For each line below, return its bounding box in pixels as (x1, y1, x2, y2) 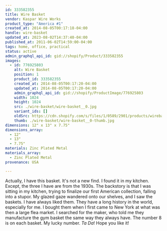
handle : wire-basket (5, 30, 48, 35)
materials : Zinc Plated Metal (5, 146, 68, 151)
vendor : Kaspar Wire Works (5, 16, 61, 21)
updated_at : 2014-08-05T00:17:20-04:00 (14, 85, 97, 91)
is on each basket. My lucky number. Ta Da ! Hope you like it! (5, 220, 129, 226)
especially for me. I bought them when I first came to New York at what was (5, 204, 161, 210)
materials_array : (5, 151, 41, 155)
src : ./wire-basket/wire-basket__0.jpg (14, 104, 97, 109)
